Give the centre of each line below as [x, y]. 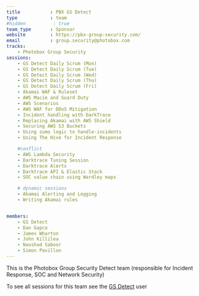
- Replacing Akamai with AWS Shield [64, 120]
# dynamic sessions [42, 189]
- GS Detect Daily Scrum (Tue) [57, 69]
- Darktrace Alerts [42, 166]
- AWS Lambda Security [46, 154]
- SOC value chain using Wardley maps [67, 177]
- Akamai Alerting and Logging [57, 194]
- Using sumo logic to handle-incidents [69, 132]
